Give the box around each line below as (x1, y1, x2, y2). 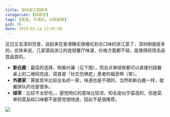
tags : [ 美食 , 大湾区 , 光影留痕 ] (5, 17, 67, 22)
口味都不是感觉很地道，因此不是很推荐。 (35, 96, 120, 102)
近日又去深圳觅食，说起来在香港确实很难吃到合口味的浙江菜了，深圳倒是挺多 (5, 41, 165, 47)
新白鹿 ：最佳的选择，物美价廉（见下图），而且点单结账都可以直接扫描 (12, 65, 157, 71)
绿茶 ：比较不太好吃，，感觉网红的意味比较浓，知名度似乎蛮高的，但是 (12, 90, 157, 96)
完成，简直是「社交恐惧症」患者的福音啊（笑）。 (39, 71, 140, 77)
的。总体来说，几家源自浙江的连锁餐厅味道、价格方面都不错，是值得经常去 (5, 47, 161, 53)
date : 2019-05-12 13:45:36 (5, 26, 62, 32)
